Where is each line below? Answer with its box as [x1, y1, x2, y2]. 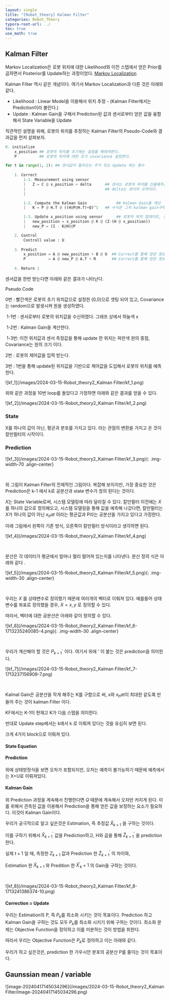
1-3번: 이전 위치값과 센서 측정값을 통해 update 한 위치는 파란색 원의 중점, [6, 335, 150, 341]
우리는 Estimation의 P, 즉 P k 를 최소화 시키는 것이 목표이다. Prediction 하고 [5, 912, 153, 919]
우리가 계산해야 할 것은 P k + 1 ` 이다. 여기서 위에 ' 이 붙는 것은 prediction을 [5, 648, 150, 656]
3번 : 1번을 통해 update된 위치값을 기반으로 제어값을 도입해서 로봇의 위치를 [5, 363, 153, 369]
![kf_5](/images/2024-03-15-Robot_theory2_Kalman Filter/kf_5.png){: [5, 570, 149, 576]
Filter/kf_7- [114, 666, 138, 672]
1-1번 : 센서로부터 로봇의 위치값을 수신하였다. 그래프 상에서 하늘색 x [6, 313, 139, 320]
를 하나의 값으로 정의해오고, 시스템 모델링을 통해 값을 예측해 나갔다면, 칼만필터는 [5, 505, 163, 511]
